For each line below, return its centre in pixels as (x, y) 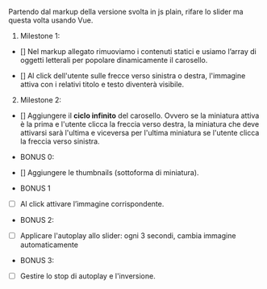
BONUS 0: (37, 157)
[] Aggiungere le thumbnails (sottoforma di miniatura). (109, 172)
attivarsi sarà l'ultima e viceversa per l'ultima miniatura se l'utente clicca (140, 133)
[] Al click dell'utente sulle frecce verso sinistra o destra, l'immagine (133, 75)
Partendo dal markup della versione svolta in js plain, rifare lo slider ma (126, 12)
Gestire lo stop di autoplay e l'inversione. (88, 276)
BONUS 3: (37, 261)
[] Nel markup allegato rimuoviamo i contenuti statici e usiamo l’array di (138, 51)
